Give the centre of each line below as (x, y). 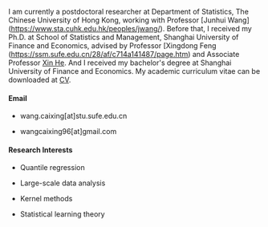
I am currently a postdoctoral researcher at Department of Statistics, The (128, 12)
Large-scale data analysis (63, 183)
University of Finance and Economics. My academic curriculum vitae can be (134, 71)
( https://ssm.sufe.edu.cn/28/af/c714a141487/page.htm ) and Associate (124, 54)
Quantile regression (53, 168)
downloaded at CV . (40, 80)
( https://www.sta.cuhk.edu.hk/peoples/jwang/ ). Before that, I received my (130, 28)
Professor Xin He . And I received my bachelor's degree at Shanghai (120, 63)
